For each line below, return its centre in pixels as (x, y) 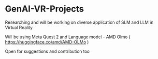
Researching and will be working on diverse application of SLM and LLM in (79, 22)
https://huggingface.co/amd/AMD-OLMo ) (47, 42)
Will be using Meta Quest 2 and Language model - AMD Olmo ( (68, 37)
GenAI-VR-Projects (44, 9)
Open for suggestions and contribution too (47, 51)
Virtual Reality (19, 27)
